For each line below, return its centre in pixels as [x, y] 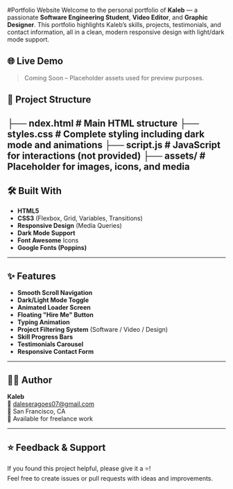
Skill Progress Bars [45, 337]
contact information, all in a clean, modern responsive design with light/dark [116, 32]
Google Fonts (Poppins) [52, 248]
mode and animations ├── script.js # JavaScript [114, 145]
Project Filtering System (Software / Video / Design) [93, 330]
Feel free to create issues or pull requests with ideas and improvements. [110, 478]
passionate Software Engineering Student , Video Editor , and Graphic [107, 17]
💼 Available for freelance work [50, 419]
